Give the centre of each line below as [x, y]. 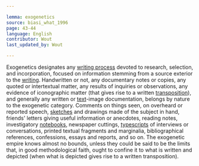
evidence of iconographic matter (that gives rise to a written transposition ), [99, 93]
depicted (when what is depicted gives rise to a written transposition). [93, 156]
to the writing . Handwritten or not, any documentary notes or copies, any [96, 80]
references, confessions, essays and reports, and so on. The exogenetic [95, 137]
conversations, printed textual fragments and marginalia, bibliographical [95, 131]
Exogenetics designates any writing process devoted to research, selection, [100, 67]
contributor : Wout [29, 40]
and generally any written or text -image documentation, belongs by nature [98, 99]
